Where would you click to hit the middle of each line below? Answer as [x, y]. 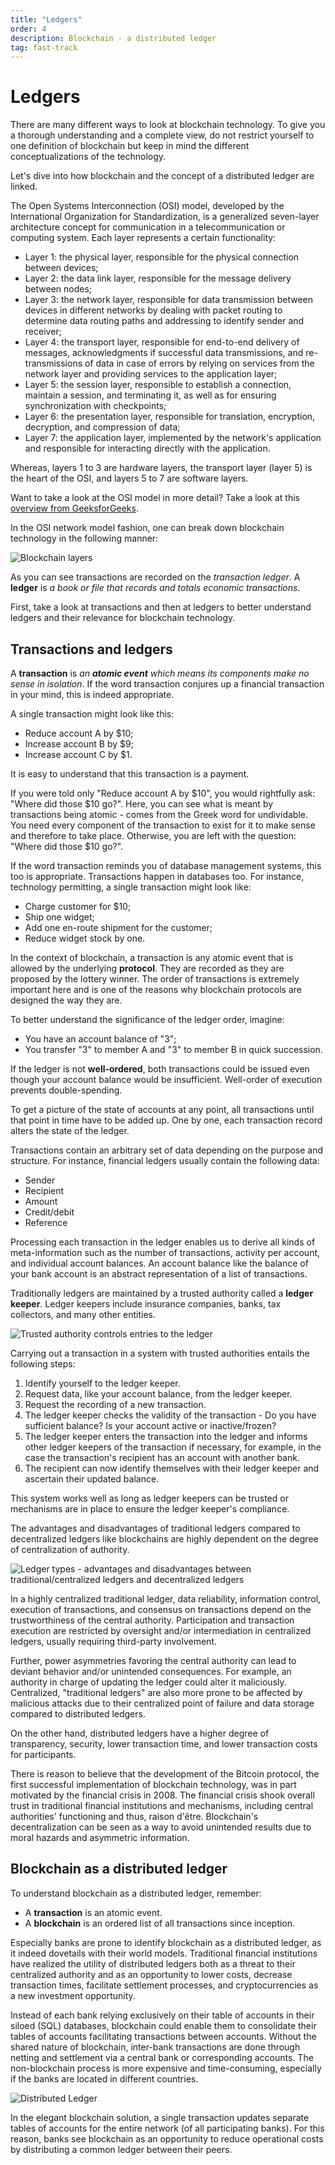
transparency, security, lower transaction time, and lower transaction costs [164, 1744]
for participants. [43, 1754]
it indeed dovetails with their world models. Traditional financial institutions [164, 1953]
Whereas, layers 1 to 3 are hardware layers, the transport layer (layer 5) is [161, 468]
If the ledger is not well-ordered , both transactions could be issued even [160, 1069]
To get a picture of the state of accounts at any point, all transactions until [162, 1109]
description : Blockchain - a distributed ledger [113, 38]
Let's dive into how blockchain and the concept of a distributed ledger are [162, 176]
